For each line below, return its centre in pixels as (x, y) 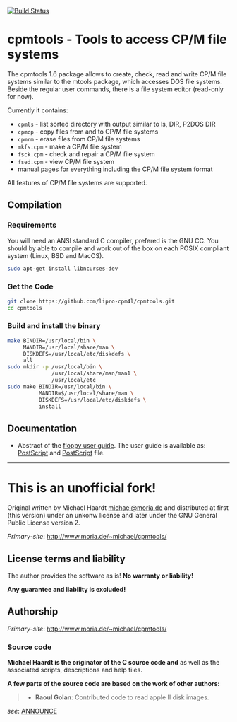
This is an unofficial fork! (82, 488)
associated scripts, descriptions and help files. (75, 670)
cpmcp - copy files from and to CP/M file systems (88, 132)
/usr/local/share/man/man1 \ (95, 374)
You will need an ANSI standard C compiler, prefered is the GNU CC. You (113, 240)
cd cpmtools (25, 308)
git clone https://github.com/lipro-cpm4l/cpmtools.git (91, 301)
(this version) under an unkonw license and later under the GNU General (112, 516)
